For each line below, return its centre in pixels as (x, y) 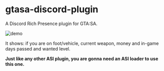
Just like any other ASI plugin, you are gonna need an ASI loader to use (82, 58)
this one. (15, 64)
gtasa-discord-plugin (52, 9)
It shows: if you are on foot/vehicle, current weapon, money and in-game (82, 43)
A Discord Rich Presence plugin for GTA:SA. (52, 23)
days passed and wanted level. (38, 49)
